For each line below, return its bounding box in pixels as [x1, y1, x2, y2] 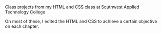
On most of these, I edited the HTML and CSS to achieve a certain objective [5, 19, 157, 24]
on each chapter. [5, 23, 39, 29]
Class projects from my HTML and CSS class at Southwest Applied [5, 4, 140, 10]
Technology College [5, 9, 45, 15]
